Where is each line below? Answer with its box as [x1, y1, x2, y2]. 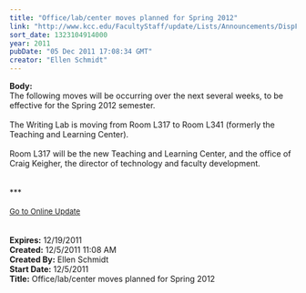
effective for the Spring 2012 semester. [9, 100, 156, 110]
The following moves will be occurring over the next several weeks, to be [9, 90, 284, 101]
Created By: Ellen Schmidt [9, 254, 109, 265]
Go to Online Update [9, 207, 81, 217]
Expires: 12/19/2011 [9, 235, 82, 246]
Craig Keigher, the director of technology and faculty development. [9, 158, 261, 168]
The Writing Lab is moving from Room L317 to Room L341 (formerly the [9, 119, 275, 130]
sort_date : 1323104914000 [9, 30, 107, 39]
